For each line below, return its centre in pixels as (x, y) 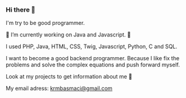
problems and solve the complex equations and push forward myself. (93, 65)
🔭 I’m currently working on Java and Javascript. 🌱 (68, 35)
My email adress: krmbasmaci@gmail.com (59, 88)
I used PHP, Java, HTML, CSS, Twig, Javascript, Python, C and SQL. (92, 47)
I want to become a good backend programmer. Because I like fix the (93, 58)
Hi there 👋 (21, 10)
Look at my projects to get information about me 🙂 (69, 77)
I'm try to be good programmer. (45, 23)
